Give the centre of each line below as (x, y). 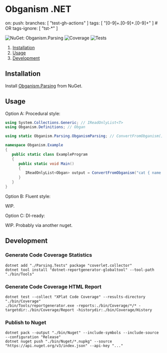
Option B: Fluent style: (28, 196)
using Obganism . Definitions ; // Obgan (45, 127)
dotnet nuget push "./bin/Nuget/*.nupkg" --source (59, 342)
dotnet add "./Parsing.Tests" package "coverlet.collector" (69, 265)
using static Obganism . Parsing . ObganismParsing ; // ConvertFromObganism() (84, 136)
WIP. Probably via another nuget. (39, 225)
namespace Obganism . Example (34, 145)
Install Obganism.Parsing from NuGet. (44, 86)
